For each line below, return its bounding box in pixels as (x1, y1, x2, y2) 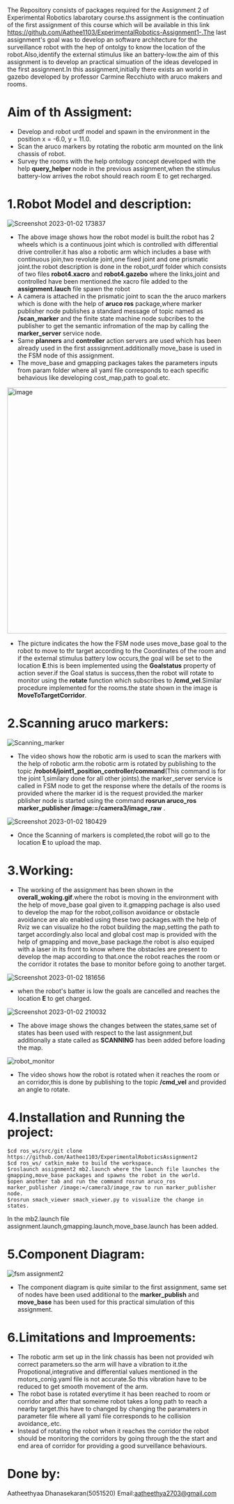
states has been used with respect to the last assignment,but (17, 1028, 193, 1037)
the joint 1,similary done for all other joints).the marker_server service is (17, 774, 223, 783)
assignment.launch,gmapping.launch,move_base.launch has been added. (7, 1222, 219, 1230)
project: (7, 1124, 54, 1140)
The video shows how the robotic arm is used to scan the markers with (17, 752, 221, 760)
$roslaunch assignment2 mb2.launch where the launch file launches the (7, 1165, 219, 1173)
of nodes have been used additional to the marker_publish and (17, 1290, 200, 1298)
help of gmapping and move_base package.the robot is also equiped (17, 937, 214, 946)
